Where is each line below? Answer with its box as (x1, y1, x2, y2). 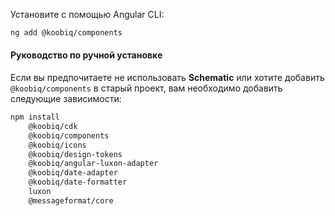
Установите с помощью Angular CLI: (10, 9, 165, 20)
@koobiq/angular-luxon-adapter (28, 159, 159, 169)
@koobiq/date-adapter (28, 168, 118, 178)
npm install (10, 112, 60, 123)
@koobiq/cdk (28, 121, 78, 131)
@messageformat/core (28, 195, 114, 206)
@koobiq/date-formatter (28, 177, 128, 188)
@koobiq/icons (28, 140, 87, 150)
